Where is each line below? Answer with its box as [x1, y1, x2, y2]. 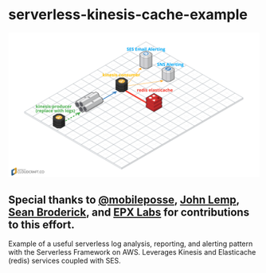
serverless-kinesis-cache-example [8, 6, 248, 24]
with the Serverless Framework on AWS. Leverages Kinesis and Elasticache [8, 248, 256, 257]
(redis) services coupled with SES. [8, 256, 121, 266]
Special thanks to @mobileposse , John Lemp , [8, 193, 241, 206]
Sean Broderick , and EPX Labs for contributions [8, 205, 249, 219]
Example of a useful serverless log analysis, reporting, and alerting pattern [8, 239, 253, 248]
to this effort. [8, 217, 76, 232]
